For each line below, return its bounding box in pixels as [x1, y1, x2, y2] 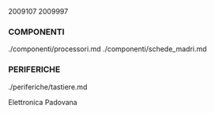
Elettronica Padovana [8, 97, 77, 107]
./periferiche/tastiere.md [8, 82, 88, 92]
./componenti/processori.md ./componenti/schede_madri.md [8, 44, 207, 54]
